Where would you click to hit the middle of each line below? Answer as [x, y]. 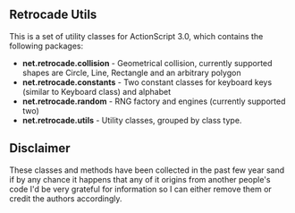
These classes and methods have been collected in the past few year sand [147, 170]
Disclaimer [40, 148]
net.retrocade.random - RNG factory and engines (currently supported [154, 101]
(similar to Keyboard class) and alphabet [97, 91]
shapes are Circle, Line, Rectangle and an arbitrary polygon [131, 72]
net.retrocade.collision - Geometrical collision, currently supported [147, 63]
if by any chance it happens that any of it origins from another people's [140, 179]
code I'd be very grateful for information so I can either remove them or [141, 189]
